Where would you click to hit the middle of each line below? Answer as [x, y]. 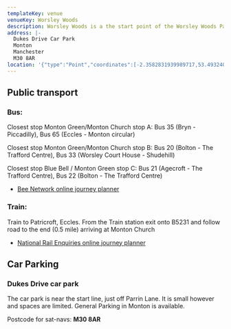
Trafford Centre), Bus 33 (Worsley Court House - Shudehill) [91, 155]
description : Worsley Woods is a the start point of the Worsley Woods [112, 26]
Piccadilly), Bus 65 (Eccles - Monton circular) [71, 134]
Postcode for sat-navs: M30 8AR [54, 319]
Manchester [29, 52]
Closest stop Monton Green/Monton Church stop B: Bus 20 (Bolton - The [110, 148]
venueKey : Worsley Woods [43, 20]
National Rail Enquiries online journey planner [81, 242]
